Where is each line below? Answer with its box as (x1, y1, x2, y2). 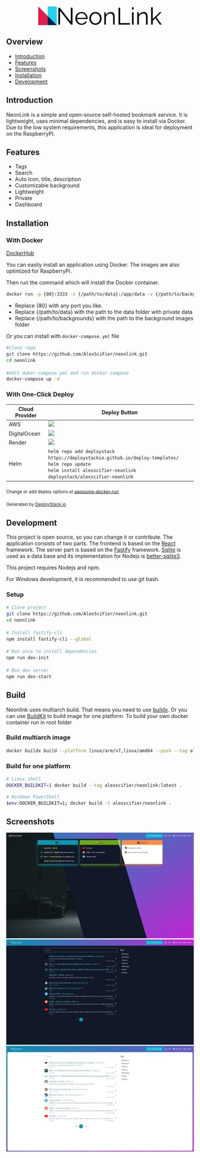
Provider (14, 412, 37, 419)
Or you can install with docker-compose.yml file (6, 333, 120, 339)
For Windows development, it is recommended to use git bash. (6, 575, 160, 582)
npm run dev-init (6, 655, 49, 661)
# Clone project (6, 605, 46, 611)
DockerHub (6, 249, 35, 257)
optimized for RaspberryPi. (6, 267, 72, 274)
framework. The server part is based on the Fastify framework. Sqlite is (6, 546, 182, 553)
